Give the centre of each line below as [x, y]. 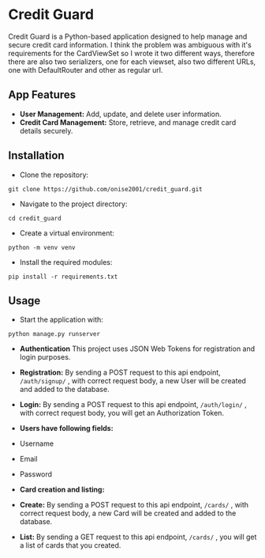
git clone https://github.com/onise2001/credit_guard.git [105, 189]
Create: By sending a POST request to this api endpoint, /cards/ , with [134, 505]
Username [36, 443]
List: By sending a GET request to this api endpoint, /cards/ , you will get [138, 537]
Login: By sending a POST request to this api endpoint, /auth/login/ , [133, 405]
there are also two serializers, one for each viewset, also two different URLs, [132, 62]
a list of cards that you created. [70, 545]
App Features [42, 95]
